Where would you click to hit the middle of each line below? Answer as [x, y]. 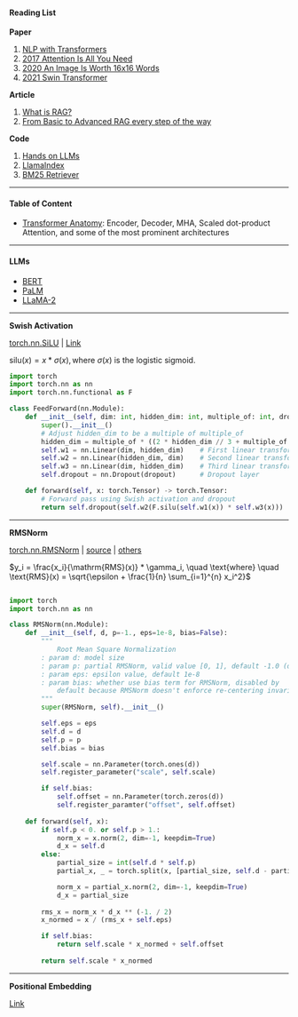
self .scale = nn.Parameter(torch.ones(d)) [121, 764]
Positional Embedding [51, 986]
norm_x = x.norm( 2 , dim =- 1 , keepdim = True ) [136, 838]
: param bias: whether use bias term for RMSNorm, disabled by [160, 683]
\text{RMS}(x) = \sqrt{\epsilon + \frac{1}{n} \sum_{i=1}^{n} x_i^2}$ [130, 576]
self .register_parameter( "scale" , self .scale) [129, 773]
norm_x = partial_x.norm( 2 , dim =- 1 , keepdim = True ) [152, 887]
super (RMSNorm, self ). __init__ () [103, 707]
